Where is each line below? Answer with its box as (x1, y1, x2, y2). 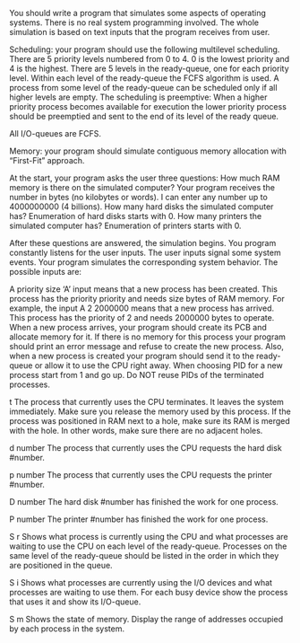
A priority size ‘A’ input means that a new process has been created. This (9, 284, 278, 295)
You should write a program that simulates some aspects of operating (9, 8, 267, 18)
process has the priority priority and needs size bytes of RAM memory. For (9, 294, 285, 304)
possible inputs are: (9, 267, 82, 277)
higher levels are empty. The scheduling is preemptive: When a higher (9, 92, 268, 102)
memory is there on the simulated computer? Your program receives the (9, 182, 276, 192)
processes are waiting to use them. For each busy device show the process (9, 587, 288, 597)
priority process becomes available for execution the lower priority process (9, 101, 287, 111)
